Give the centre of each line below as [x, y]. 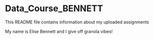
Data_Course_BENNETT [54, 9]
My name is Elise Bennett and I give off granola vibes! [59, 31]
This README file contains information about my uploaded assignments [77, 22]
